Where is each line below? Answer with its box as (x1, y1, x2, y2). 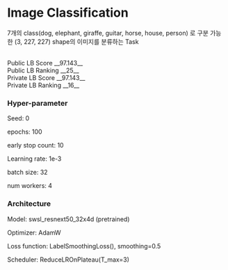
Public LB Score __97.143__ (7, 58, 83, 67)
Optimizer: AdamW (7, 228, 61, 237)
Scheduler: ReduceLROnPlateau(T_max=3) (7, 255, 130, 264)
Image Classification (7, 5, 129, 21)
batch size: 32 (7, 168, 48, 177)
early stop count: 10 (7, 141, 64, 150)
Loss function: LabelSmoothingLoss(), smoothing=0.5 (7, 241, 161, 250)
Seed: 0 (7, 114, 30, 122)
